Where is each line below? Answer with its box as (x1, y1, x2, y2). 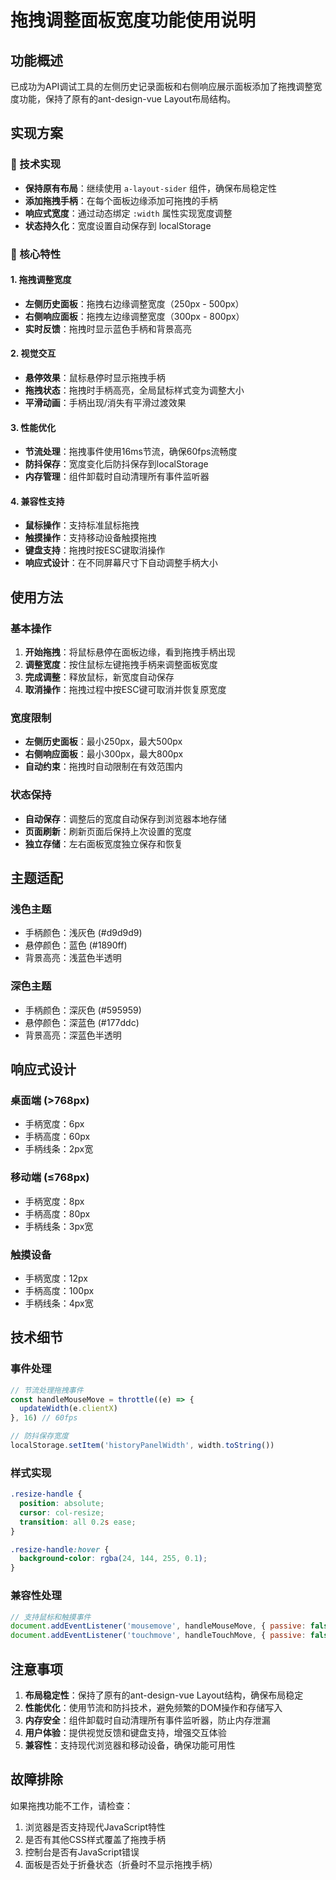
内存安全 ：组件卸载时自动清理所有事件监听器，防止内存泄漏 (24, 1714, 271, 1726)
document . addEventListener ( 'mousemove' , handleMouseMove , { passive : (10, 1621, 307, 1631)
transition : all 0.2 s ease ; (19, 1517, 137, 1527)
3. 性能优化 (10, 421, 57, 433)
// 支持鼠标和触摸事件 (10, 1612, 92, 1622)
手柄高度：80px (24, 1207, 91, 1220)
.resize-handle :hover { (10, 1544, 110, 1555)
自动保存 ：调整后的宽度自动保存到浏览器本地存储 (24, 812, 227, 825)
